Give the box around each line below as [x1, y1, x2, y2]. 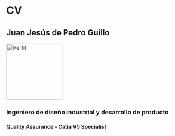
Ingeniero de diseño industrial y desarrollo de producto [6, 108, 169, 116]
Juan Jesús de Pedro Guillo [6, 28, 110, 38]
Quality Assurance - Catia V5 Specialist [6, 123, 106, 130]
